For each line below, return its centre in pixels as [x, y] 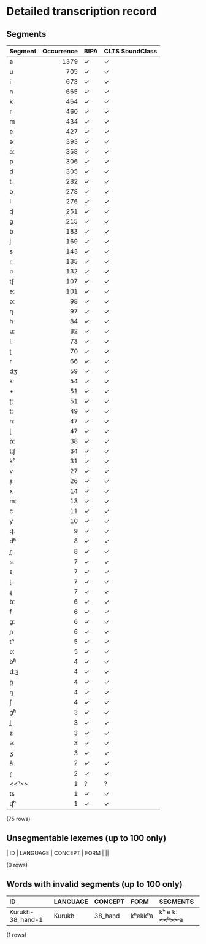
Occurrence [60, 51]
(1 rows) [16, 935]
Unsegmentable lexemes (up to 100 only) [86, 838]
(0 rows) [17, 865]
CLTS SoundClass [131, 51]
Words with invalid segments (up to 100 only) [94, 884]
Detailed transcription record [82, 11]
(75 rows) [18, 819]
